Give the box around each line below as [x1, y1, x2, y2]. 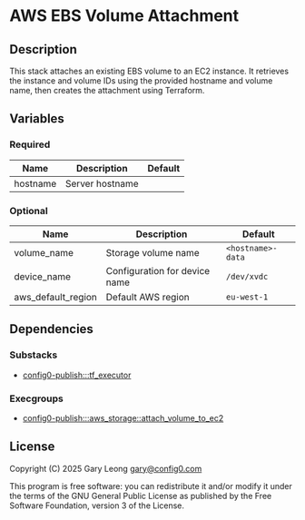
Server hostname [64, 177, 139, 190]
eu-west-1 [225, 291, 269, 302]
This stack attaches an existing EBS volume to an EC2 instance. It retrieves [9, 65, 289, 76]
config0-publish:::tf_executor [22, 369, 132, 380]
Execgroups [9, 392, 64, 405]
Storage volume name [105, 246, 200, 259]
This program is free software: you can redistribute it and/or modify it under [9, 480, 292, 491]
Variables [9, 111, 65, 127]
